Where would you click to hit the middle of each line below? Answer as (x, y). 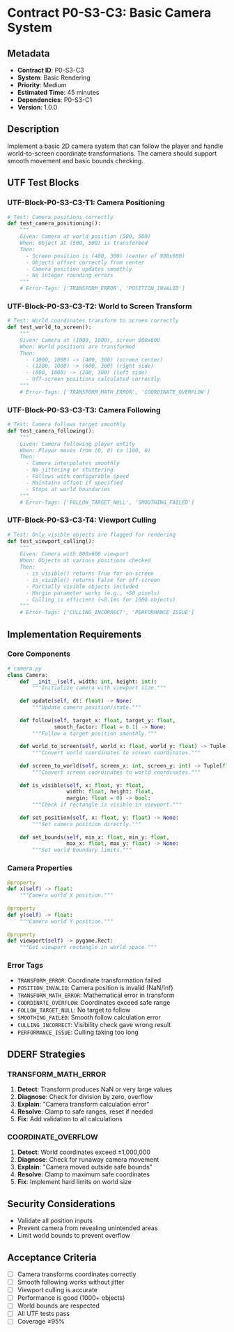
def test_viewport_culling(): (51, 541)
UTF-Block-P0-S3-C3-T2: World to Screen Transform (100, 306)
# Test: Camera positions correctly (60, 217)
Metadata (29, 53)
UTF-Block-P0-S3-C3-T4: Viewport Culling (82, 520)
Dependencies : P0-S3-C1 (55, 100)
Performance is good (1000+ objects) (71, 1298)
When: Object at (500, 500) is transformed (84, 243)
